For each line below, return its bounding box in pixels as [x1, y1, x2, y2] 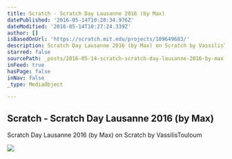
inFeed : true [7, 62, 45, 68]
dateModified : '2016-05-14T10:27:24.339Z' [7, 23, 131, 30]
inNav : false [7, 74, 45, 82]
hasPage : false [7, 68, 51, 75]
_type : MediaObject [7, 81, 64, 88]
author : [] [7, 29, 39, 37]
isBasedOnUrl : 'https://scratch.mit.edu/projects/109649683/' [7, 36, 190, 43]
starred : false [7, 49, 51, 56]
